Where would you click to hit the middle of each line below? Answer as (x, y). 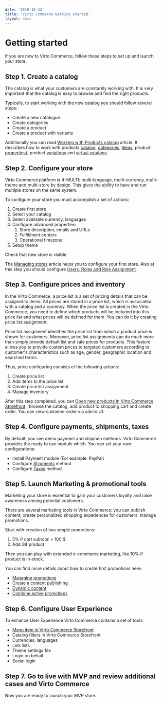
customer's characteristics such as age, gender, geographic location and (78, 352)
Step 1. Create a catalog (42, 77)
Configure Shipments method (42, 463)
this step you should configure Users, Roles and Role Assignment (71, 269)
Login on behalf (28, 656)
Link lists (21, 646)
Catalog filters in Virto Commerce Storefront (56, 635)
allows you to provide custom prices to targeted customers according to (77, 347)
